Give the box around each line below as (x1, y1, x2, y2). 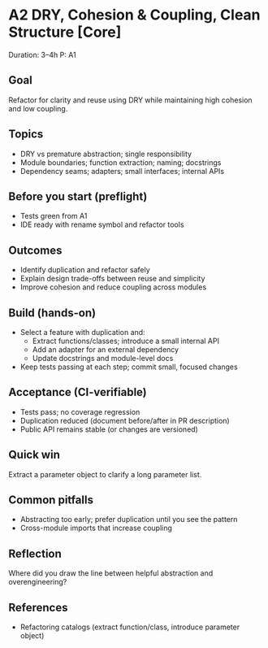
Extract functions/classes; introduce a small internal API (32, 336, 219, 346)
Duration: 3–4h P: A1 (8, 50, 76, 59)
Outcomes (8, 243, 63, 257)
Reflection (8, 546, 63, 560)
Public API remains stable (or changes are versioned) (19, 424, 199, 434)
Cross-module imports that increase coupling (19, 523, 173, 533)
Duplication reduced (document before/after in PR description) (19, 415, 230, 425)
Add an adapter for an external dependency (32, 345, 179, 354)
